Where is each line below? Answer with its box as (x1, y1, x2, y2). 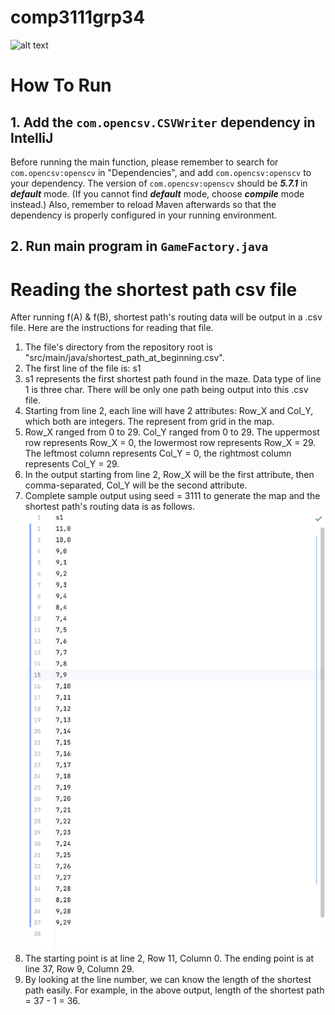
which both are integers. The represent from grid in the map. (24, 416, 275, 428)
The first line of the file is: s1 (24, 362, 142, 375)
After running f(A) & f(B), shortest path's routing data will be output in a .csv (10, 311, 323, 323)
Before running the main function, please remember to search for (10, 156, 279, 168)
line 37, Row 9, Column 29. (24, 962, 135, 975)
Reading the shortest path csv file (10, 278, 298, 301)
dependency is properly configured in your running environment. (10, 209, 278, 221)
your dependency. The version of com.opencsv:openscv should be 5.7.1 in (10, 177, 308, 189)
